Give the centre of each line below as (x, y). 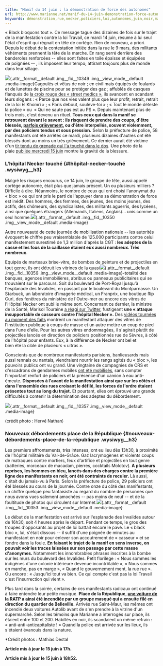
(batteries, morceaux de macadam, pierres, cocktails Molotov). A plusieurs (80, 465)
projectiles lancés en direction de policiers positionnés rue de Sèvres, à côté (81, 335)
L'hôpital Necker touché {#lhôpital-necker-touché (65, 164)
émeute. (13, 381)
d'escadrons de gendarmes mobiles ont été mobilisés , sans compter (73, 370)
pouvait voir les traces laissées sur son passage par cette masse (72, 548)
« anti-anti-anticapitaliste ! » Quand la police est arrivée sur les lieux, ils (76, 625)
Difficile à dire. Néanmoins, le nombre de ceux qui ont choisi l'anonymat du (80, 191)
